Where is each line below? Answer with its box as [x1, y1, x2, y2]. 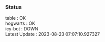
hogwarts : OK [5, 20, 36, 26]
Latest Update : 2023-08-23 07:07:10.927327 [5, 31, 100, 37]
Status [5, 4, 22, 11]
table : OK [5, 15, 26, 21]
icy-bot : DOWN [5, 26, 39, 32]
